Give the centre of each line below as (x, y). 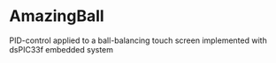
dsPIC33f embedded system (61, 49)
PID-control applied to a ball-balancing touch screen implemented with (138, 40)
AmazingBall (57, 16)
